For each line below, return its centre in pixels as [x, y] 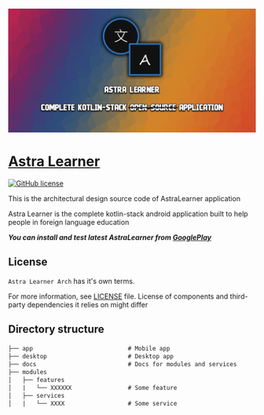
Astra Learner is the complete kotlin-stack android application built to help [128, 214]
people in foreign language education [69, 222]
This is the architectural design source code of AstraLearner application [125, 198]
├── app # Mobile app [89, 348]
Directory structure [56, 330]
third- [239, 296]
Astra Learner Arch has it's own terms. [71, 281]
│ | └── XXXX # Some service [93, 403]
